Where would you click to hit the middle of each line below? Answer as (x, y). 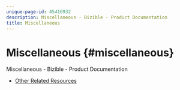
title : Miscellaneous (33, 23)
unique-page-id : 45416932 (38, 12)
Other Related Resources (46, 81)
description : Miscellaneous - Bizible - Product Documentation (87, 17)
